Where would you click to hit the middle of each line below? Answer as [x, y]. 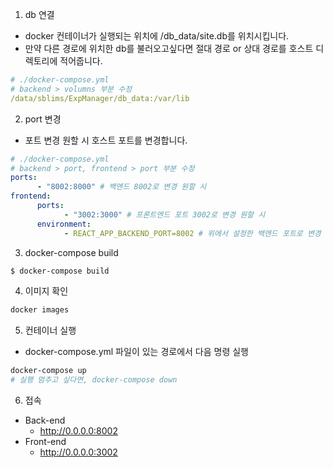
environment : [64, 224]
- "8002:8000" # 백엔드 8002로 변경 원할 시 [121, 187]
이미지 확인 [46, 291]
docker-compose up [48, 371]
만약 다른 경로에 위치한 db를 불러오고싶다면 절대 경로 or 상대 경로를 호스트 [169, 48]
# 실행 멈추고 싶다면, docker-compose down [94, 380]
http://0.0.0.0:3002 [78, 452]
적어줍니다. [81, 61]
